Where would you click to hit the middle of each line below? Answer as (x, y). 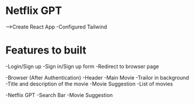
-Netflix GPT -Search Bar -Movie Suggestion (59, 95)
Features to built (46, 50)
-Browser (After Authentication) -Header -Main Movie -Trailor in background (97, 77)
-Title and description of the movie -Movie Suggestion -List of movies (89, 84)
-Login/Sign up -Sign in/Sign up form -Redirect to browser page (82, 66)
